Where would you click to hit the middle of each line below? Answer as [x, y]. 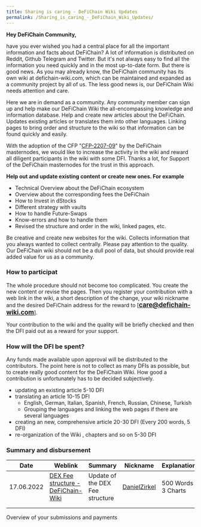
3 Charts [174, 490]
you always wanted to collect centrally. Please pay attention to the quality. [97, 244]
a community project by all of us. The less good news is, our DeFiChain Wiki [100, 84]
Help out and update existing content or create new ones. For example [95, 176]
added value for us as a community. [50, 257]
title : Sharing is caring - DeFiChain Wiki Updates [72, 12]
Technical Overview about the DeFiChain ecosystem [80, 188]
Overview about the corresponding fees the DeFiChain [82, 194]
